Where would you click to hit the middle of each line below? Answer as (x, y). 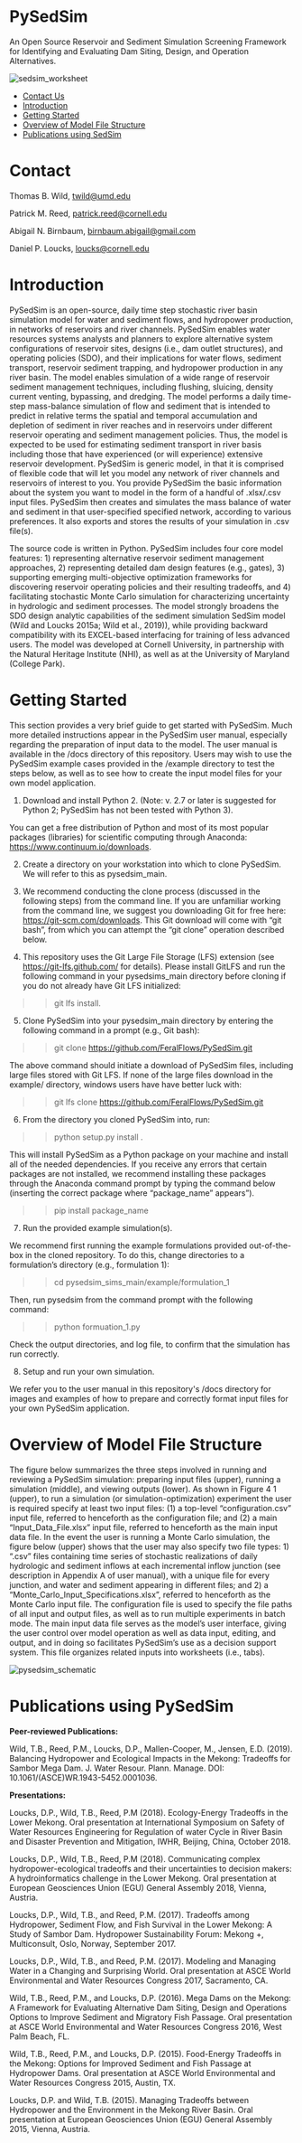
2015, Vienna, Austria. (50, 2129)
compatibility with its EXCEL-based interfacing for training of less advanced (150, 634)
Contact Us (43, 96)
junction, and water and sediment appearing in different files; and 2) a (139, 1584)
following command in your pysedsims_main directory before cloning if (154, 976)
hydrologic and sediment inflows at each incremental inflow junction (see (145, 1565)
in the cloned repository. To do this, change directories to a (135, 1255)
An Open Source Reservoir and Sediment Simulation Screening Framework (148, 42)
